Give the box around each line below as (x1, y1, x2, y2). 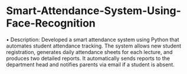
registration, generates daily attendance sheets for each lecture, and (6, 48, 173, 55)
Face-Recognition (6, 16, 96, 30)
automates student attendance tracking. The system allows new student (6, 42, 182, 49)
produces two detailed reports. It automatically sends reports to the (6, 55, 170, 62)
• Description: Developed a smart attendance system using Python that (6, 36, 179, 43)
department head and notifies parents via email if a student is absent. (6, 60, 175, 68)
